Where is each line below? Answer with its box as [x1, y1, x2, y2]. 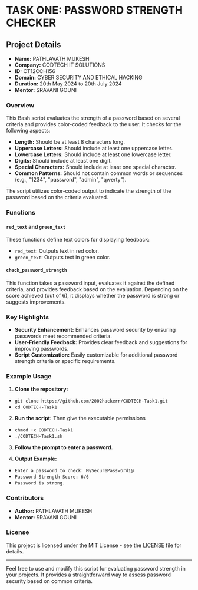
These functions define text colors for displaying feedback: [6, 236, 150, 243]
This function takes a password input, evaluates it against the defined [6, 279, 175, 286]
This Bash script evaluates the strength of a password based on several [6, 114, 180, 121]
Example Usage [6, 372, 52, 380]
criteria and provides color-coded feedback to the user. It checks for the [6, 121, 181, 128]
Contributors [6, 494, 44, 502]
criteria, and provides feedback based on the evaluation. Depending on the [6, 285, 189, 292]
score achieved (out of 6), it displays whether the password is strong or [6, 292, 180, 299]
